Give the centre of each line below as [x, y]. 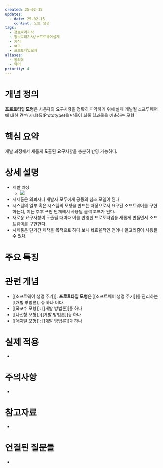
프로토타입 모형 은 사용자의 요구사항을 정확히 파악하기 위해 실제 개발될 [71, 109]
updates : [14, 14]
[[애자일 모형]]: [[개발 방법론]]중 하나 [47, 321]
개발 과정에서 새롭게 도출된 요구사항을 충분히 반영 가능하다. [61, 151]
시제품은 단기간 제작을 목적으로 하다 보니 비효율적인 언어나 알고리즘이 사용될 [85, 230]
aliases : [14, 55]
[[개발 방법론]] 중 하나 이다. [38, 302]
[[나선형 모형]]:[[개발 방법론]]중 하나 [47, 314]
